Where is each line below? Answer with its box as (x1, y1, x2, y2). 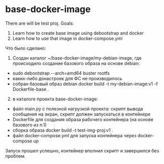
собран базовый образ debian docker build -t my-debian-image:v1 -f (12, 81, 158, 87)
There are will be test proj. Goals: (5, 20, 74, 26)
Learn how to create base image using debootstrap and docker (12, 30, 144, 36)
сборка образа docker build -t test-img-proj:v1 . (12, 127, 114, 133)
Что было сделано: (5, 45, 46, 51)
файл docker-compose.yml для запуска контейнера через (12, 132, 137, 138)
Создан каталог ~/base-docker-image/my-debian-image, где (12, 54, 142, 61)
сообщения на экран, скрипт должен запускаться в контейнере (12, 111, 151, 117)
